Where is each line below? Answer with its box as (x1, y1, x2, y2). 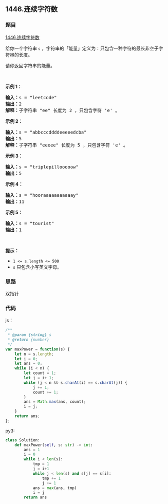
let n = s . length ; (14, 351, 54, 357)
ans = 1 (24, 447, 40, 452)
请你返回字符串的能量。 (5, 62, 55, 68)
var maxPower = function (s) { (5, 346, 70, 352)
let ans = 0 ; (14, 361, 43, 366)
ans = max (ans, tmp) (32, 485, 77, 491)
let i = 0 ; (14, 356, 38, 361)
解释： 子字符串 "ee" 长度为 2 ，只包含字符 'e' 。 (5, 107, 120, 113)
